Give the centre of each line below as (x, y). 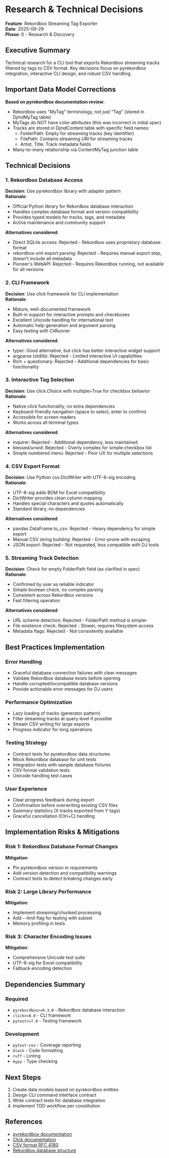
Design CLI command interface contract (54, 1095)
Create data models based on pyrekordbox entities (65, 1090)
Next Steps (23, 1077)
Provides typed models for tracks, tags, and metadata (69, 217)
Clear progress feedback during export (54, 800)
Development (22, 1034)
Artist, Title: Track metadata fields (56, 144)
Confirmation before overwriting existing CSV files (65, 805)
